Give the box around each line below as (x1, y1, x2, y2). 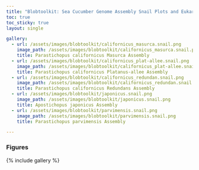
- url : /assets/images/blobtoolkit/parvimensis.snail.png (11, 107, 158, 113)
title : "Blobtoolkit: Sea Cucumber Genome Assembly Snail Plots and (6, 8, 179, 15)
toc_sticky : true (6, 20, 49, 25)
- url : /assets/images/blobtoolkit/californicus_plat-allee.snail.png (11, 57, 190, 64)
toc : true (6, 14, 31, 20)
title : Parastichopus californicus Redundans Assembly (17, 85, 155, 92)
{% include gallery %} (6, 156, 60, 163)
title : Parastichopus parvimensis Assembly (17, 118, 126, 124)
